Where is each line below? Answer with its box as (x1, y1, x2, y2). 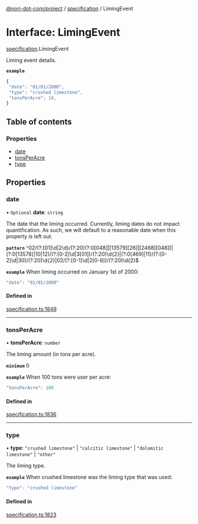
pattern (6, 245, 25, 251)
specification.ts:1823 (6, 511, 57, 518)
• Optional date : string (6, 209, 64, 216)
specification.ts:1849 (6, 305, 57, 313)
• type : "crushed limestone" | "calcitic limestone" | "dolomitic (6, 444, 164, 451)
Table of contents (6, 116, 72, 126)
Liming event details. (6, 56, 57, 64)
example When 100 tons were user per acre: (6, 373, 111, 380)
